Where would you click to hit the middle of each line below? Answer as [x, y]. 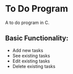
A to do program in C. [27, 22]
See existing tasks [31, 55]
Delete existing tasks [34, 66]
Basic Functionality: [37, 38]
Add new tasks [28, 50]
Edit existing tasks [31, 61]
